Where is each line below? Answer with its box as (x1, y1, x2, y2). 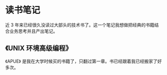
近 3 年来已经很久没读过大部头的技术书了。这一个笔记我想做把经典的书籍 (5, 22, 155, 28)
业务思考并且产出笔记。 (9, 28, 58, 34)
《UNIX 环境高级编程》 (5, 44, 72, 53)
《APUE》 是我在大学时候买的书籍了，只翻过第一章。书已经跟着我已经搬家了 (5, 58, 158, 64)
